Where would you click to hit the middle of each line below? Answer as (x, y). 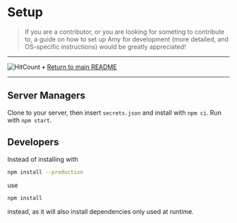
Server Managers (47, 96)
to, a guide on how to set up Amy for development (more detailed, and (127, 39)
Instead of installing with (43, 159)
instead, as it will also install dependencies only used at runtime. (101, 212)
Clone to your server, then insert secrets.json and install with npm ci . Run (115, 113)
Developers (33, 142)
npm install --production (45, 172)
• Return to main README (80, 67)
